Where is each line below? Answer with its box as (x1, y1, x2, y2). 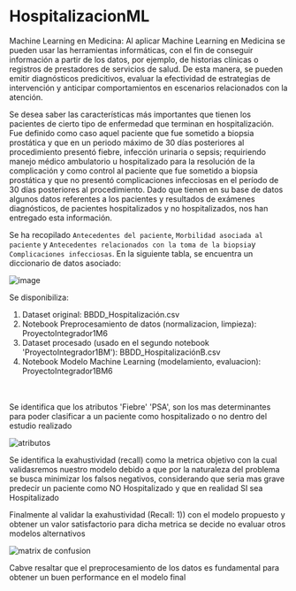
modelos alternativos (9, 528, 86, 539)
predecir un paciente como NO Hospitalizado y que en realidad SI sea (9, 482, 263, 493)
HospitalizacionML (9, 6, 150, 27)
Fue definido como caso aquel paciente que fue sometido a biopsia (9, 127, 254, 138)
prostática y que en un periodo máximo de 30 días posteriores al (9, 137, 245, 148)
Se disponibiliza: (9, 292, 69, 303)
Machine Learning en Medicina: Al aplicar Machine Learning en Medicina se (9, 35, 285, 46)
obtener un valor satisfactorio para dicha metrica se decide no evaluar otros (9, 518, 286, 529)
